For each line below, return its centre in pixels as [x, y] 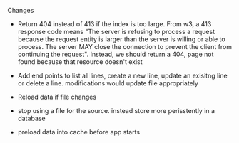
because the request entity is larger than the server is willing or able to [122, 39]
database [31, 118]
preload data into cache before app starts [79, 132]
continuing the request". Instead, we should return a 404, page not [116, 54]
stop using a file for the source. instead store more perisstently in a [116, 111]
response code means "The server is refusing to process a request [116, 32]
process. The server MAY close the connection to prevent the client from [125, 47]
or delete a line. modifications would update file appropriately [108, 83]
